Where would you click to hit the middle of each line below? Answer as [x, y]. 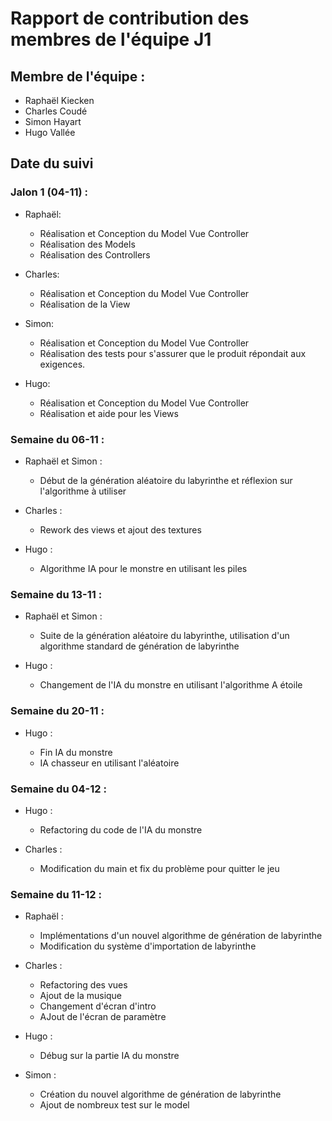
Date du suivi [52, 163]
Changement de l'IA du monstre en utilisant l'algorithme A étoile [171, 685]
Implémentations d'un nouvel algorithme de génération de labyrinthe [181, 936]
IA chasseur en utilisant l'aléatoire [109, 763]
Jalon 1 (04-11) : [49, 192]
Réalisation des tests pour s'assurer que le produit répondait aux [173, 353]
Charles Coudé [56, 111]
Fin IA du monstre [76, 752]
